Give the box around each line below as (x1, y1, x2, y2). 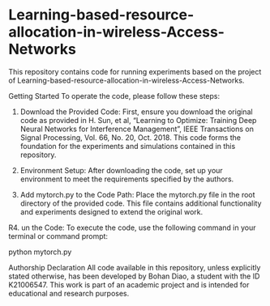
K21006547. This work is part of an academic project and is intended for (8, 279, 250, 289)
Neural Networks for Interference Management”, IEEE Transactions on (19, 124, 254, 134)
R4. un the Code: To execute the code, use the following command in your (8, 223, 256, 232)
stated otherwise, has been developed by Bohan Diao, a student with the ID (8, 271, 260, 281)
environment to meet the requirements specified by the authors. (19, 174, 234, 184)
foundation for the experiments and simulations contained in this (19, 141, 236, 151)
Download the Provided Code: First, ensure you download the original (19, 107, 253, 117)
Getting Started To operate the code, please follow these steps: (8, 91, 221, 100)
